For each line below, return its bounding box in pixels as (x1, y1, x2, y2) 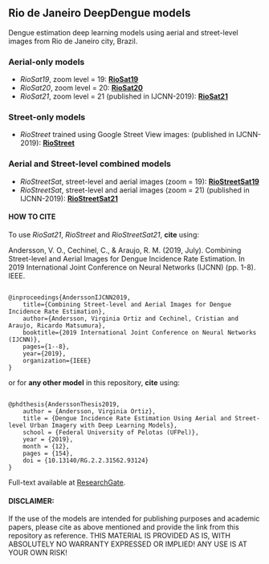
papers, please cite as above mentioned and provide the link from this (8, 522, 239, 532)
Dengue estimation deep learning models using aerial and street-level (8, 27, 238, 37)
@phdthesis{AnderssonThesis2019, (8, 400, 120, 408)
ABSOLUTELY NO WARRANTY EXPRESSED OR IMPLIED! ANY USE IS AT (8, 539, 247, 549)
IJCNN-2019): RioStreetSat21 (19, 193, 118, 203)
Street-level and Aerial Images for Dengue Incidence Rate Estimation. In (8, 254, 245, 263)
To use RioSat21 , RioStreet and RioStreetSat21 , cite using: (8, 229, 199, 239)
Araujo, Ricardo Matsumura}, (8, 321, 106, 330)
